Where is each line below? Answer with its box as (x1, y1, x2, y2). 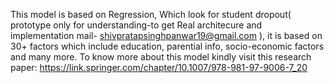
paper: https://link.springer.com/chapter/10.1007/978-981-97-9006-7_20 (10, 62, 308, 73)
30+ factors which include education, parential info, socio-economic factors (10, 40, 325, 52)
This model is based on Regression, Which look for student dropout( (10, 9, 292, 20)
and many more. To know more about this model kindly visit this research (10, 51, 312, 63)
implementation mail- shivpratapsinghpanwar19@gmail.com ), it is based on (10, 30, 323, 41)
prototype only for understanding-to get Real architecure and (10, 19, 263, 31)
